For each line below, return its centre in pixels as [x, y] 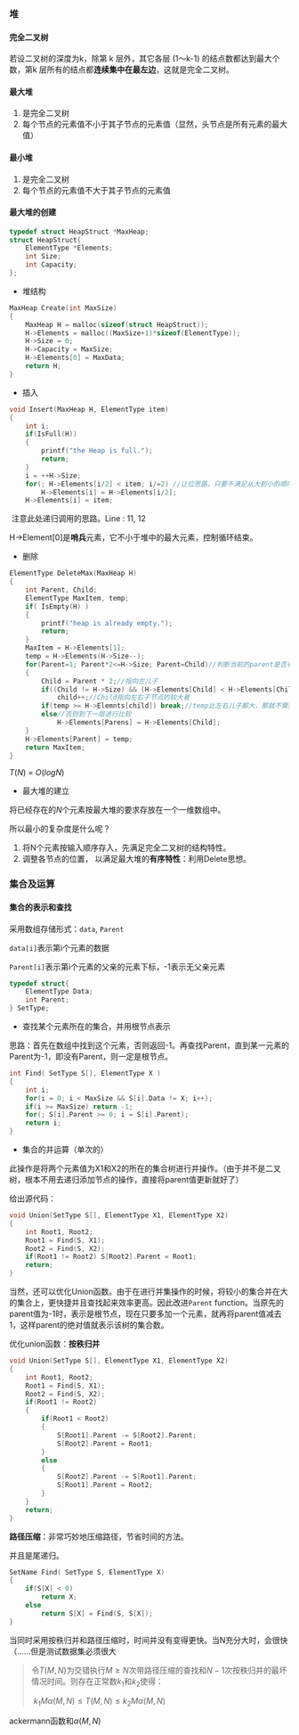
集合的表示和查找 [40, 907]
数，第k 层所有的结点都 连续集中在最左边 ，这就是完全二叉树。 [121, 70]
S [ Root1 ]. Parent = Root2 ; [105, 1485]
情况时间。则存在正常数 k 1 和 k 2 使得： [97, 1682]
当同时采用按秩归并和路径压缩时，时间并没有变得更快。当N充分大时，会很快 [149, 1640]
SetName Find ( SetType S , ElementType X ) [87, 1572]
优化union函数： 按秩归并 [55, 1344]
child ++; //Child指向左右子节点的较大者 [123, 698]
